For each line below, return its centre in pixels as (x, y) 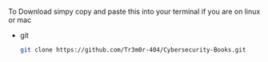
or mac (20, 20)
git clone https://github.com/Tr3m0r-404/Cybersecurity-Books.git (133, 50)
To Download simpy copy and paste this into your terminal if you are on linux (134, 12)
